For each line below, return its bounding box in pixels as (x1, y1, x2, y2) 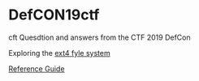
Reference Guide (8, 63, 65, 74)
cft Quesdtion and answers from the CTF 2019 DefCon (8, 32, 191, 42)
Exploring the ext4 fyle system (8, 48, 111, 58)
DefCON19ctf (8, 6, 100, 24)
